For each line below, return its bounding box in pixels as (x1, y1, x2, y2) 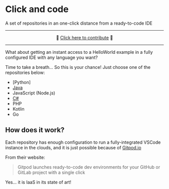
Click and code (5, 4, 69, 15)
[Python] (12, 79, 31, 85)
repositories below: (5, 69, 45, 75)
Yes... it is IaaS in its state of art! (5, 179, 71, 185)
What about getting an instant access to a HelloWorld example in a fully (5, 49, 153, 55)
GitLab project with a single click (17, 169, 86, 175)
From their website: (5, 154, 45, 160)
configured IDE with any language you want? (5, 54, 98, 60)
